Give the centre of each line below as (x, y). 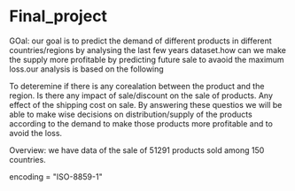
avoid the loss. (36, 133)
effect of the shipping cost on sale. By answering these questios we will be (146, 104)
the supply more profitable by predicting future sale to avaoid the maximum (147, 59)
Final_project (58, 16)
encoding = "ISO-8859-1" (56, 176)
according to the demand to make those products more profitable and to (141, 123)
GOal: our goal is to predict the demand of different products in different (140, 41)
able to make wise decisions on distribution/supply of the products (131, 114)
